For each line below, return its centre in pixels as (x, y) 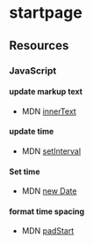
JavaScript (33, 71)
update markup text (46, 92)
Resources (39, 46)
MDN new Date (49, 191)
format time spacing (47, 211)
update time (32, 132)
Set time (25, 172)
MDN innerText (49, 111)
